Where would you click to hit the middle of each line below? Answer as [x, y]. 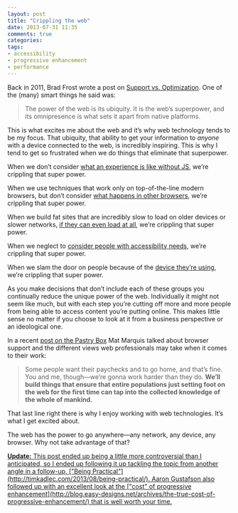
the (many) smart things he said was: [61, 95]
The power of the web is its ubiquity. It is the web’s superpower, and [124, 108]
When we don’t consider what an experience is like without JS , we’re [108, 166]
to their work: [27, 355]
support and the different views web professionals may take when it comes [117, 348]
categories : [25, 41]
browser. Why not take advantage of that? [69, 442]
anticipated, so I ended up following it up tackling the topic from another [113, 463]
